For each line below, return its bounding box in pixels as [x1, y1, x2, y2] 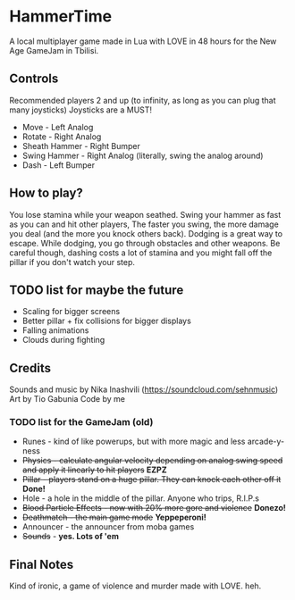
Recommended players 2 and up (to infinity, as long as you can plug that [9, 95, 276, 105]
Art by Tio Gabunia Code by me [9, 394, 125, 404]
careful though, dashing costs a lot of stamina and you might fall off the [9, 247, 273, 258]
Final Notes [9, 556, 74, 572]
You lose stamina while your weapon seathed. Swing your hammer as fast [9, 209, 282, 220]
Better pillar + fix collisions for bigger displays [21, 315, 192, 327]
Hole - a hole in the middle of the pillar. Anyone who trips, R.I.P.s [21, 493, 259, 504]
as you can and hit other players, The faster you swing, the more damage [9, 219, 279, 229]
